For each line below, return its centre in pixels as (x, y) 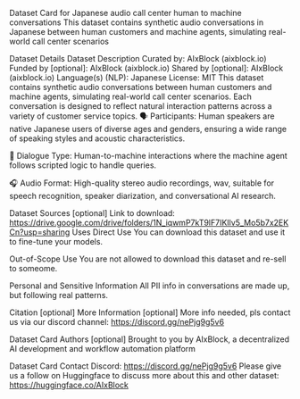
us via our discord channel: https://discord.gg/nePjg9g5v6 (117, 322)
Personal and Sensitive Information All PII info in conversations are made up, (150, 286)
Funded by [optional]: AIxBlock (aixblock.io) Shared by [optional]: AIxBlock (146, 68)
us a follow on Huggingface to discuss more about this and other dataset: (144, 375)
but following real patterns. (59, 295)
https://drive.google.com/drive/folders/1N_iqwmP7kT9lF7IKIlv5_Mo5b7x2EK (149, 223)
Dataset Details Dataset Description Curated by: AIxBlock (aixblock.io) (138, 58)
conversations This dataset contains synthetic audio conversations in (137, 22)
